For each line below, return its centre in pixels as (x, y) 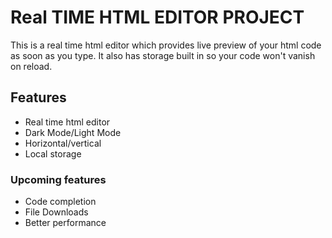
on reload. (31, 66)
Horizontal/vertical (63, 143)
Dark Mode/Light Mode (73, 132)
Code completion (60, 202)
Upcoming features (58, 179)
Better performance (65, 223)
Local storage (53, 153)
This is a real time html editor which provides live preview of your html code (166, 45)
